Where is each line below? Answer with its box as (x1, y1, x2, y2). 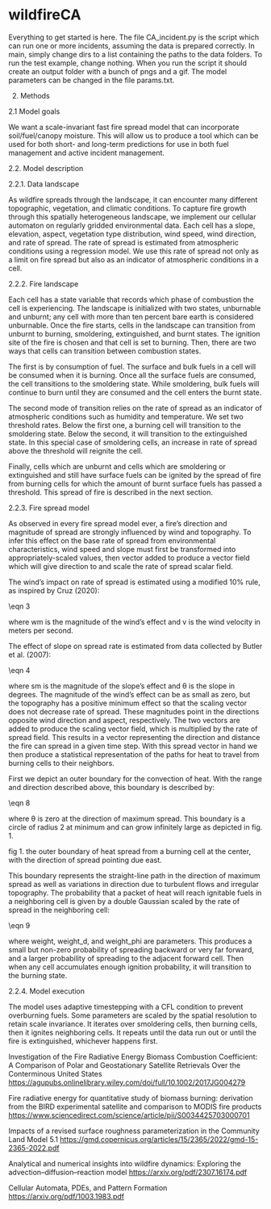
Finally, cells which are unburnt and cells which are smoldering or (8, 462, 226, 471)
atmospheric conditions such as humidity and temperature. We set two (8, 412, 244, 421)
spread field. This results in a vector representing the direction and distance (8, 732, 261, 742)
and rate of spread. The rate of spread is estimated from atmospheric (8, 237, 240, 247)
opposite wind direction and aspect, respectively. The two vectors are (8, 715, 240, 725)
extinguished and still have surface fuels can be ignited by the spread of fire (8, 470, 262, 479)
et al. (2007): (8, 650, 51, 659)
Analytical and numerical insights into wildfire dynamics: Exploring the (8, 1158, 242, 1168)
